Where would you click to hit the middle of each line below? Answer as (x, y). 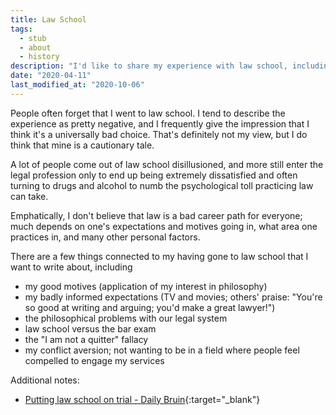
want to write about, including (71, 267)
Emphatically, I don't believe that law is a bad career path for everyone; (156, 215)
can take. (29, 196)
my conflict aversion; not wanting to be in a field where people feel (162, 350)
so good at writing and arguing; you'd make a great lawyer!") (150, 307)
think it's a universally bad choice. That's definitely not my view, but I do (159, 134)
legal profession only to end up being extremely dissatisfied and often (154, 175)
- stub (33, 38)
